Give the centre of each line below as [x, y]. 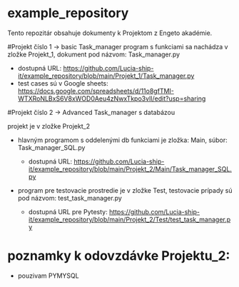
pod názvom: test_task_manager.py [70, 198]
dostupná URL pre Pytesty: [68, 211]
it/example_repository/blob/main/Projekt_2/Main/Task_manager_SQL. [130, 168]
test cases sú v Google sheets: [63, 83]
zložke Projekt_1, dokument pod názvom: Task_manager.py [94, 54]
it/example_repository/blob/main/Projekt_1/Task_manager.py [106, 76]
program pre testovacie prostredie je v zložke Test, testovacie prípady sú [125, 190]
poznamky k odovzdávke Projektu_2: [119, 256]
